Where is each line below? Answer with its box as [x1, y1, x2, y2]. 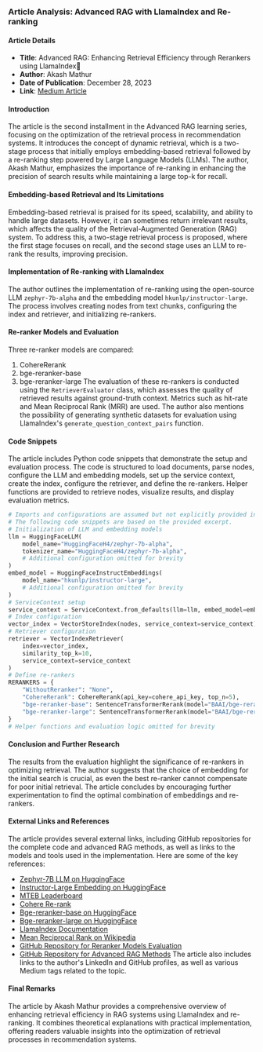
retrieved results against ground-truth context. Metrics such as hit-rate [19, 393, 248, 403]
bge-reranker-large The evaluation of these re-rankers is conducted [19, 376, 240, 386]
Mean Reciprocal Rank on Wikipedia [19, 933, 136, 942]
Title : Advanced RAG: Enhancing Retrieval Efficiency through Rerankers [19, 53, 251, 63]
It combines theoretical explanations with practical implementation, [36, 1018, 252, 1027]
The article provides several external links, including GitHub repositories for [8, 834, 252, 843]
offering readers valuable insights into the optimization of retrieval [8, 1027, 221, 1036]
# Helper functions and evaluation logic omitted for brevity [8, 722, 215, 730]
